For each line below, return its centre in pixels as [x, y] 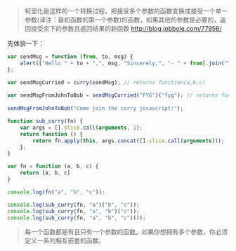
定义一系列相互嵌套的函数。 [65, 240]
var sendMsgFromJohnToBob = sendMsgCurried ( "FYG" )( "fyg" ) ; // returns [113, 95]
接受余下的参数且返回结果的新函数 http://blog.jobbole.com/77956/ [126, 28]
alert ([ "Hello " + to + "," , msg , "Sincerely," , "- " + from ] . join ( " [124, 63]
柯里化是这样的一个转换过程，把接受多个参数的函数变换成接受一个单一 [126, 11]
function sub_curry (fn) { [45, 121]
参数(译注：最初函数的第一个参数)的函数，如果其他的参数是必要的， [122, 20]
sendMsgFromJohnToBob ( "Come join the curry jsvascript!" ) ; [96, 109]
